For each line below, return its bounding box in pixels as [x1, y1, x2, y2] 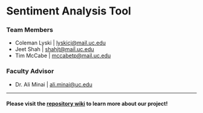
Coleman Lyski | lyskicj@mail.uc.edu [14, 39, 106, 46]
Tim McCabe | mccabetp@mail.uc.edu [14, 52, 111, 60]
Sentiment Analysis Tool [6, 4, 132, 18]
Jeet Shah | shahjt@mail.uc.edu [14, 46, 95, 53]
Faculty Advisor [6, 67, 54, 76]
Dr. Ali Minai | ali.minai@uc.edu [14, 81, 92, 88]
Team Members [6, 26, 53, 34]
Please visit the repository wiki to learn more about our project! [6, 100, 168, 108]
